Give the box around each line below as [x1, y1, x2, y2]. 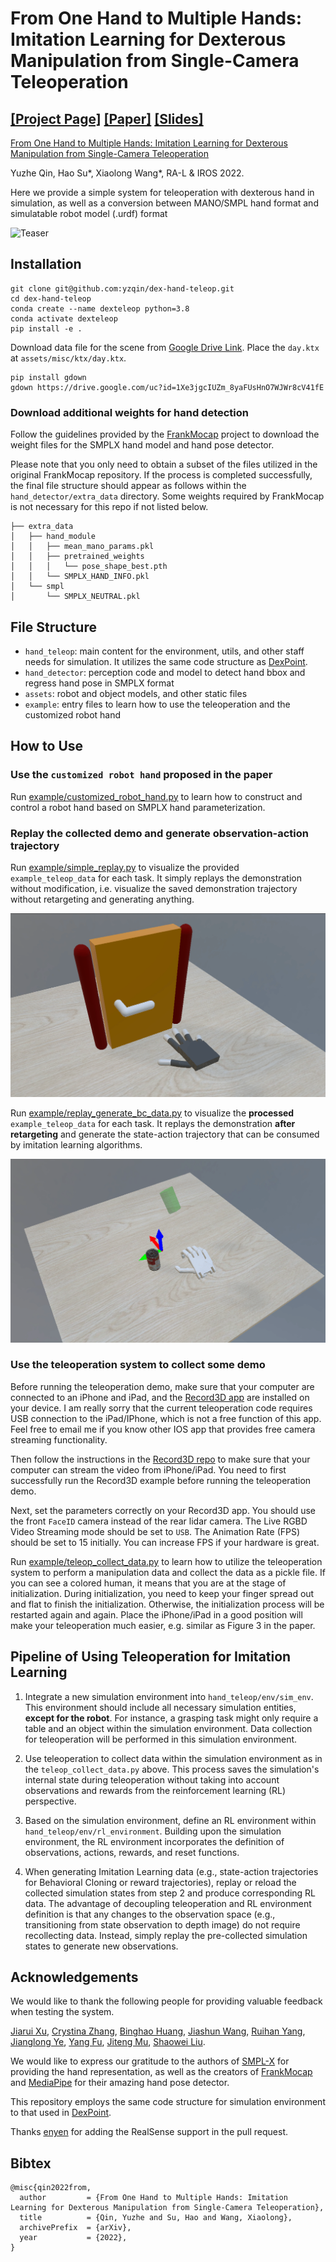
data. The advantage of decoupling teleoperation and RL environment [24, 1897, 312, 1909]
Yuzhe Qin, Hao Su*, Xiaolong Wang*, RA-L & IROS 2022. [10, 167, 245, 179]
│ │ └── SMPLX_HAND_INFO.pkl [10, 572, 150, 582]
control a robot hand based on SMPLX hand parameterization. [10, 801, 266, 813]
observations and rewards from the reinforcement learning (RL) [24, 1784, 287, 1796]
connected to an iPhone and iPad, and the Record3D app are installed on [10, 1391, 310, 1403]
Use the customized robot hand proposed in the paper [10, 768, 273, 782]
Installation [10, 256, 82, 273]
